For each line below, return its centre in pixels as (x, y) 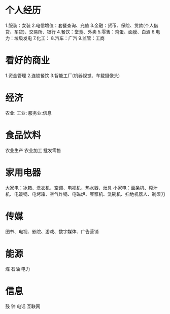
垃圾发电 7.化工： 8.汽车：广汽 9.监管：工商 (59, 38)
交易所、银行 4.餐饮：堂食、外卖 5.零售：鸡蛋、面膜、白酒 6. (92, 31)
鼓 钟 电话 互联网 (23, 306)
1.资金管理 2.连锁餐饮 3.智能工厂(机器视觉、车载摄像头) (63, 75)
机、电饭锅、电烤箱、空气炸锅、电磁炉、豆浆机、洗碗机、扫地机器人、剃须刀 (85, 194)
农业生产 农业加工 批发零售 (33, 150)
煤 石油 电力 (18, 269)
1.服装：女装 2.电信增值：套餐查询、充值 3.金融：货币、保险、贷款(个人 (79, 25)
